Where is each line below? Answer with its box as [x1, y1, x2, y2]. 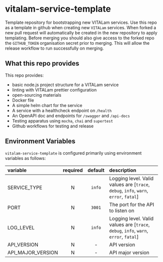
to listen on [109, 207, 134, 214]
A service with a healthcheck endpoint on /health [12, 107, 112, 113]
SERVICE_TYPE [7, 184, 43, 191]
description [109, 167, 137, 174]
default [87, 167, 105, 174]
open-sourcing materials [12, 92, 62, 98]
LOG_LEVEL [7, 224, 35, 231]
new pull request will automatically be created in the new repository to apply [5, 30, 158, 35]
